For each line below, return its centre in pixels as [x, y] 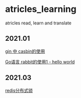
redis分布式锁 [19, 90]
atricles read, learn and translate [38, 23]
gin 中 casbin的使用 [25, 51]
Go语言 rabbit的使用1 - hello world [40, 62]
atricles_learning [41, 9]
